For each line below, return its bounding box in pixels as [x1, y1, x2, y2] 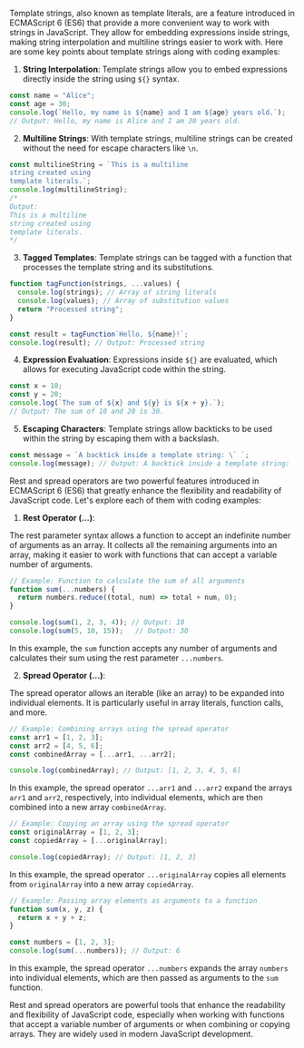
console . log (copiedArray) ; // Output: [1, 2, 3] [9, 852, 197, 861]
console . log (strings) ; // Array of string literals [17, 288, 218, 298]
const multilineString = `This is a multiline [9, 160, 189, 169]
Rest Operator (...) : [22, 512, 95, 523]
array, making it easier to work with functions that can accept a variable [9, 549, 278, 560]
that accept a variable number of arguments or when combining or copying [9, 1019, 290, 1029]
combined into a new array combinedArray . [9, 802, 167, 813]
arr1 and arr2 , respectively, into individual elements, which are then [9, 792, 263, 803]
